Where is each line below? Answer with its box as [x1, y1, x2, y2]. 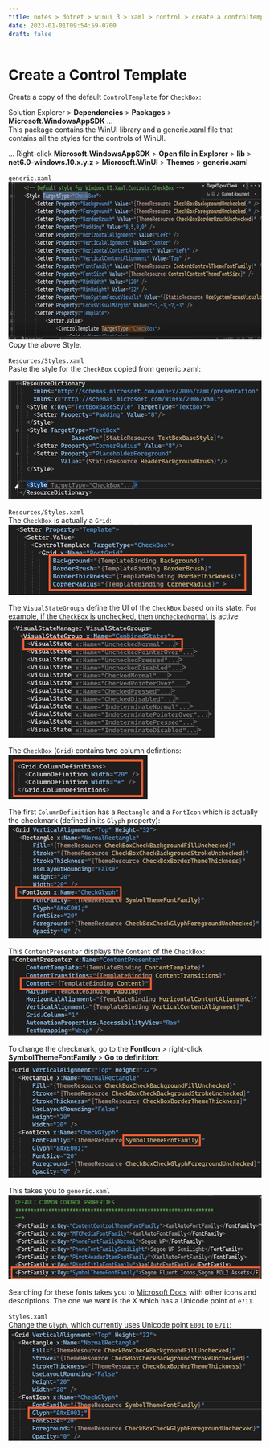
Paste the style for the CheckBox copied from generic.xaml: [8, 364, 201, 374]
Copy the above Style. [8, 340, 82, 350]
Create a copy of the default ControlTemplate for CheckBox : [8, 93, 202, 102]
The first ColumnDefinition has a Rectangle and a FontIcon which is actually [8, 807, 259, 817]
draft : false [8, 30, 52, 38]
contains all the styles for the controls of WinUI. [8, 134, 166, 143]
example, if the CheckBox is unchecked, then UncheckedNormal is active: [8, 611, 241, 621]
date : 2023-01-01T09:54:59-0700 [8, 21, 117, 30]
